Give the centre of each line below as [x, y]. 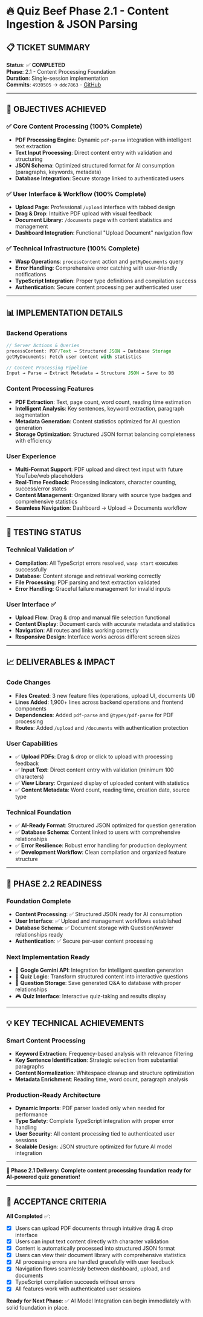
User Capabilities [32, 743]
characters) [29, 776]
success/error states [41, 489]
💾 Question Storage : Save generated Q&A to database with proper [98, 983]
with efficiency [34, 440]
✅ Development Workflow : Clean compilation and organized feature [100, 852]
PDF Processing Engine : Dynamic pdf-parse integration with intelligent [103, 140]
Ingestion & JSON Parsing [72, 24]
